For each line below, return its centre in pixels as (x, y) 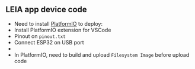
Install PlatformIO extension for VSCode (63, 30)
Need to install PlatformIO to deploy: (58, 23)
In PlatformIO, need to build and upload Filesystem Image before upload (102, 54)
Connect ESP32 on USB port (49, 42)
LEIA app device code (46, 10)
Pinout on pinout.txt (40, 36)
